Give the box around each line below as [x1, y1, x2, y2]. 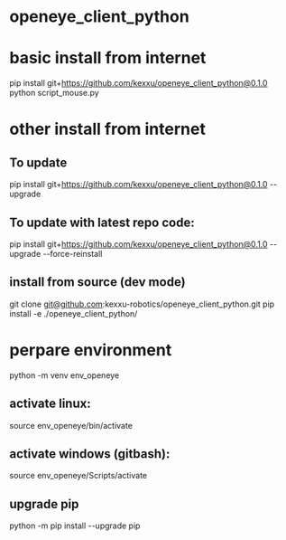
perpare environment [9, 339, 172, 360]
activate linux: [9, 396, 92, 412]
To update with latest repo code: [9, 214, 196, 230]
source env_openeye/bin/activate [9, 420, 134, 431]
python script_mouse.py [9, 88, 99, 99]
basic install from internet [9, 48, 207, 69]
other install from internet [9, 119, 206, 139]
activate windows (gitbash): [9, 446, 171, 461]
